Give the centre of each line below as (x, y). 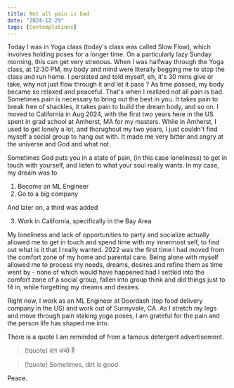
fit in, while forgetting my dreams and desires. (74, 287)
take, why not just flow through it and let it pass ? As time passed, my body (116, 85)
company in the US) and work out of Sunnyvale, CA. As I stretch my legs (112, 308)
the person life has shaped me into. (58, 323)
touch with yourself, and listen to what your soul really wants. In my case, (113, 165)
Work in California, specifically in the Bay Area (84, 221)
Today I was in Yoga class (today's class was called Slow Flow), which (109, 47)
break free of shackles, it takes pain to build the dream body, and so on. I (113, 107)
